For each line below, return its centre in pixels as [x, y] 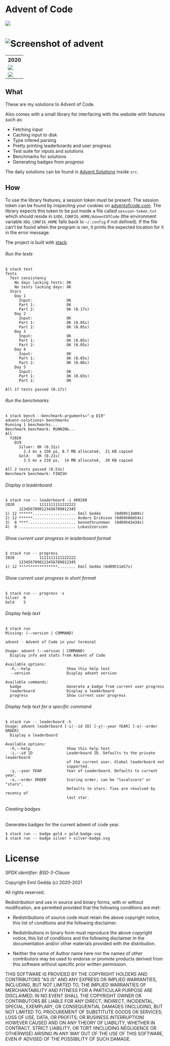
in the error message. [28, 232]
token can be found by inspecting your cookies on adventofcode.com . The [83, 205]
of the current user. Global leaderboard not [116, 762]
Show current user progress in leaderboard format [58, 538]
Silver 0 [16, 598]
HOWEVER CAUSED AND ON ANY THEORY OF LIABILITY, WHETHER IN [80, 1023]
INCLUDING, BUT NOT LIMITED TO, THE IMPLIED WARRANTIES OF [76, 985]
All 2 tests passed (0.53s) [35, 469]
